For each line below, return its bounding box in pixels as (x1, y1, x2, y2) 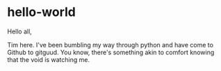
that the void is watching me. (7, 55, 90, 63)
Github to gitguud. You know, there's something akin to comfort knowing (7, 48, 215, 56)
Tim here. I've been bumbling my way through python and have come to (7, 40, 214, 49)
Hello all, (7, 27, 33, 35)
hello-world (7, 4, 76, 20)
